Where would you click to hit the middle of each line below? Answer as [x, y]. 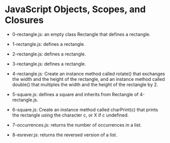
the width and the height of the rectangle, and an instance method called [88, 79]
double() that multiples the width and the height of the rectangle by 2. [85, 84]
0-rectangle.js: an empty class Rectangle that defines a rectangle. [81, 34]
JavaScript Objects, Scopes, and [75, 9]
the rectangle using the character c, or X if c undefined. [70, 115]
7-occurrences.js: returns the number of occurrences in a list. [77, 125]
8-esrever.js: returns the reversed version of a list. [65, 135]
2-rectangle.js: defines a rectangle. [49, 54]
